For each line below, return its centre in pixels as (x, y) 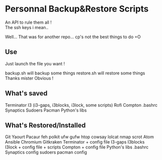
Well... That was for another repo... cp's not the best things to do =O (73, 37)
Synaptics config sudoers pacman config (46, 152)
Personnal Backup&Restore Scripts (77, 9)
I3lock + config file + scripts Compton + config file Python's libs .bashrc (77, 147)
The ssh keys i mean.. (27, 27)
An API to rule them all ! (28, 22)
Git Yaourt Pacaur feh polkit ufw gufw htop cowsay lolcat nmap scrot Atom (79, 137)
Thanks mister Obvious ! (29, 78)
